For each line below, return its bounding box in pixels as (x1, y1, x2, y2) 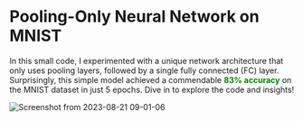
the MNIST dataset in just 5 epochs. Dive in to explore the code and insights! (9, 84, 295, 95)
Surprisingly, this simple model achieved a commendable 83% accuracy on (9, 74, 292, 85)
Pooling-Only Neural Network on (9, 6, 260, 27)
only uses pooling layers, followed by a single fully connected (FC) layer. (9, 65, 279, 76)
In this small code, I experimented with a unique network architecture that (9, 55, 284, 66)
